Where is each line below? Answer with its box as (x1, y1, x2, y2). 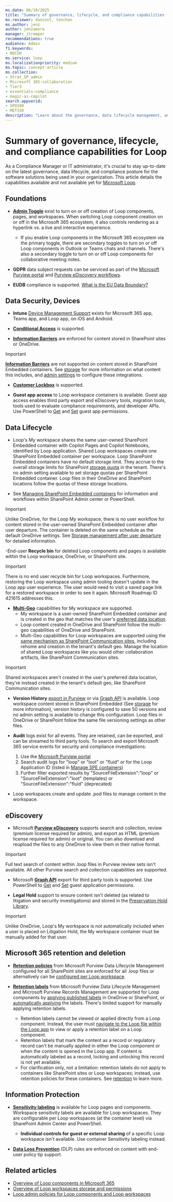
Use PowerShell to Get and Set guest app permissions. (12, 408, 129, 414)
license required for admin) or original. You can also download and (12, 836, 154, 842)
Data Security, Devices (5, 297, 80, 305)
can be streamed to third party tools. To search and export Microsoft (12, 738, 159, 744)
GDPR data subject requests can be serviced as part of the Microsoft (12, 266, 160, 272)
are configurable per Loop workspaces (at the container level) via (12, 1115, 152, 1121)
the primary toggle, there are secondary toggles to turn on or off (20, 240, 157, 246)
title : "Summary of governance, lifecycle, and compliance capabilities (5, 12, 165, 18)
